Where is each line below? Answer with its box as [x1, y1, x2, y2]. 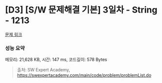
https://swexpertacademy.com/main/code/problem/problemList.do [17, 72, 152, 78]
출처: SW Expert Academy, [17, 67, 70, 73]
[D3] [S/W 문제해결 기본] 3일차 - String [5, 4, 158, 15]
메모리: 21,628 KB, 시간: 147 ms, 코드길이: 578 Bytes [5, 56, 107, 63]
